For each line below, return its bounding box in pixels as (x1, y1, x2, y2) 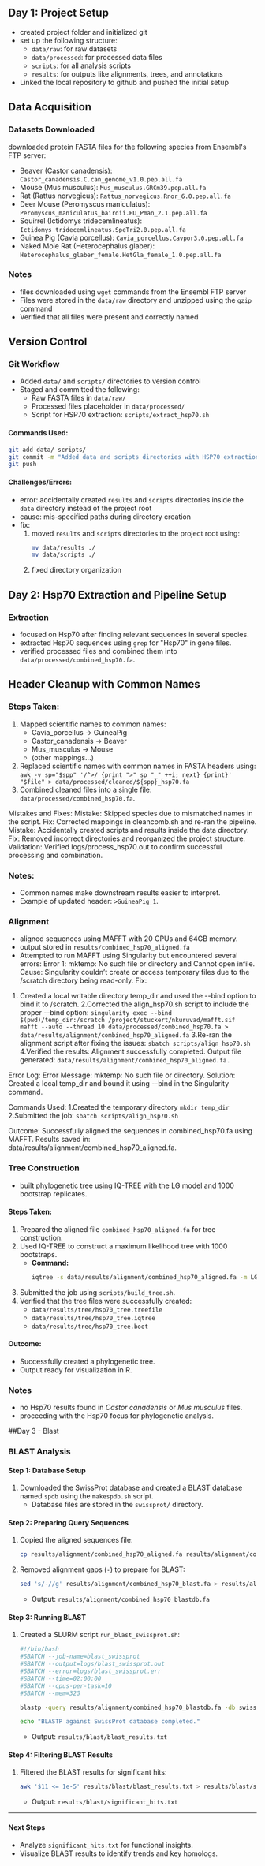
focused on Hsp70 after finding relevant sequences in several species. (19, 629, 250, 639)
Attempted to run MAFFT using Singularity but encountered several (19, 950, 238, 961)
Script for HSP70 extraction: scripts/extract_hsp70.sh (31, 410, 210, 420)
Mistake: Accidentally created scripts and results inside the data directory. (8, 825, 250, 834)
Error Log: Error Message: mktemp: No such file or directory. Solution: (8, 1070, 236, 1080)
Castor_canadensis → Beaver (31, 736, 128, 745)
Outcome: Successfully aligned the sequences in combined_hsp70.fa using (8, 1126, 253, 1136)
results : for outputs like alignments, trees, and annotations (31, 69, 223, 78)
